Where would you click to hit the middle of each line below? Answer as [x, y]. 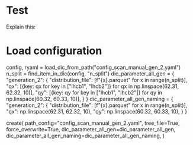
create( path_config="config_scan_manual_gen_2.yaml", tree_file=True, [93, 123]
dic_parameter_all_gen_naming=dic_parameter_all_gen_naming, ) [85, 135]
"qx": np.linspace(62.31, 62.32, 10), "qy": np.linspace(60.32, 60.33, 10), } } [97, 111]
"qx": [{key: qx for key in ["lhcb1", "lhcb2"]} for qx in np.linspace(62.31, [93, 86]
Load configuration [54, 51]
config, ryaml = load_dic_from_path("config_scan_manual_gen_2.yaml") [94, 67]
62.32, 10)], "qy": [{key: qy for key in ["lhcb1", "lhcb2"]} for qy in [84, 92]
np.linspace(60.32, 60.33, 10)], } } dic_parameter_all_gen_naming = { [90, 99]
